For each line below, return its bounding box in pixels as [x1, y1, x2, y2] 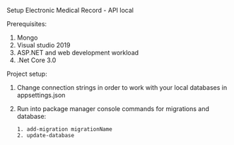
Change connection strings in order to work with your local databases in [16, 83, 228, 91]
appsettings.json [16, 91, 66, 99]
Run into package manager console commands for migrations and [16, 105, 210, 112]
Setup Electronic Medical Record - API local [6, 6, 134, 14]
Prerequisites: [6, 20, 47, 28]
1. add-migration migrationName [16, 126, 112, 133]
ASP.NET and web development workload [16, 49, 139, 57]
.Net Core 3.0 [16, 56, 57, 64]
